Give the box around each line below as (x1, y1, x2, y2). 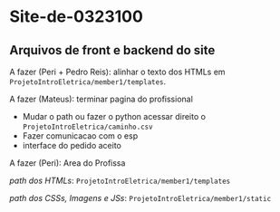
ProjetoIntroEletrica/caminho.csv (22, 122, 153, 131)
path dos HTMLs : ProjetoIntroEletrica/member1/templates (9, 175, 231, 186)
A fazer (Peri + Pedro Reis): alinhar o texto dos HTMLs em (9, 66, 226, 77)
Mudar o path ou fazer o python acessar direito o (22, 111, 207, 121)
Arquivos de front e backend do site (9, 43, 216, 58)
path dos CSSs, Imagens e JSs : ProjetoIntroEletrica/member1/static (9, 193, 272, 203)
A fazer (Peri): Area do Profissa (9, 158, 126, 169)
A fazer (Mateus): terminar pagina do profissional (9, 93, 193, 104)
